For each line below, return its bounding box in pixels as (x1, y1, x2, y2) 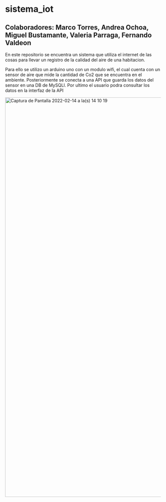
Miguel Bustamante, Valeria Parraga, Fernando (5, 31, 152, 39)
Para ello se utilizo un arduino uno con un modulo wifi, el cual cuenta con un (5, 67, 161, 72)
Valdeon (5, 39, 32, 47)
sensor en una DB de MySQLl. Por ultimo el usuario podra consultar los (5, 83, 150, 88)
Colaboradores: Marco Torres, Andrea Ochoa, (5, 23, 149, 32)
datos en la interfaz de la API (5, 87, 64, 93)
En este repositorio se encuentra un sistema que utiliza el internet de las (5, 52, 152, 57)
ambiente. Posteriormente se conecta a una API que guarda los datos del (5, 77, 154, 83)
